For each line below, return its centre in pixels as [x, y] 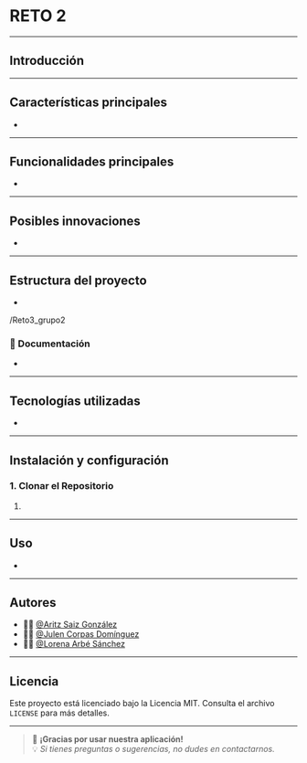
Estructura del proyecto [79, 280]
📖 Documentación [50, 344]
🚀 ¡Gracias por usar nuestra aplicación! [108, 739]
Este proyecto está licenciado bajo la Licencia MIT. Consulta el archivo [142, 704]
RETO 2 [38, 16]
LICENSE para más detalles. [59, 713]
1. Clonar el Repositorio [62, 486]
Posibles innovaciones [75, 221]
